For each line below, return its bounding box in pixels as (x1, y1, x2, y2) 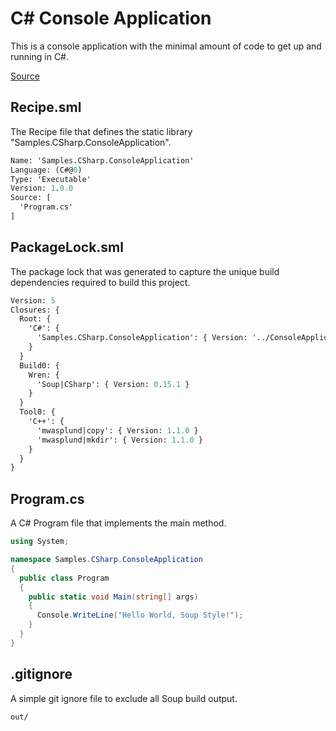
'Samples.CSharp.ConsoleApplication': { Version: (36, 333, 248, 343)
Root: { (19, 314, 52, 324)
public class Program (19, 573, 110, 583)
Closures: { (10, 305, 60, 315)
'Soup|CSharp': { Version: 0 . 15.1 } (36, 379, 190, 389)
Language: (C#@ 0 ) (10, 165, 83, 175)
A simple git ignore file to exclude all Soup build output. (10, 692, 238, 704)
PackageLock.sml (10, 239, 124, 256)
